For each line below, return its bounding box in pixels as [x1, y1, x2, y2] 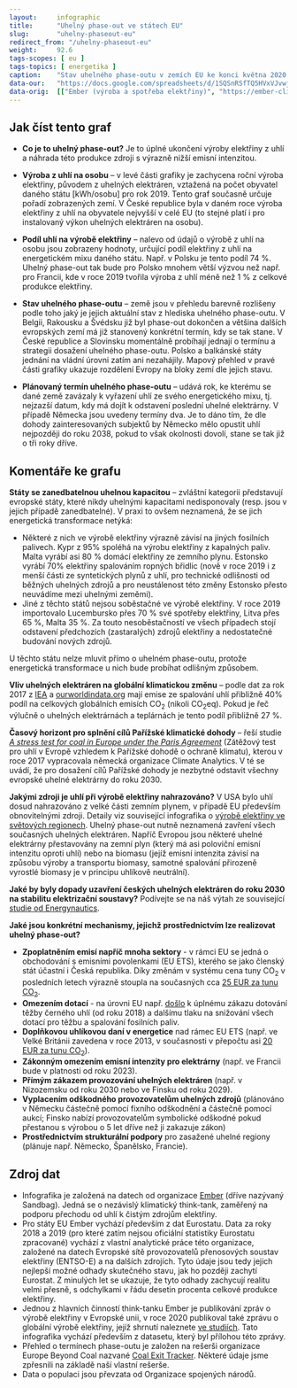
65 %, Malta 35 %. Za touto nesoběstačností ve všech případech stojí [21, 617, 277, 628]
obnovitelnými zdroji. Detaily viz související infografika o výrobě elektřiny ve [9, 810, 286, 820]
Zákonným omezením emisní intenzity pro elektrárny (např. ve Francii [21, 1056, 281, 1067]
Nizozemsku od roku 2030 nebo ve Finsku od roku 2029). [21, 1084, 232, 1095]
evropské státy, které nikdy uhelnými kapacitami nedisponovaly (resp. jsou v [9, 497, 287, 508]
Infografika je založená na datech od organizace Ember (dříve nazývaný [21, 1190, 285, 1201]
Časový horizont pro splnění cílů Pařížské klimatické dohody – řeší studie [9, 727, 282, 738]
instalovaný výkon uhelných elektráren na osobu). [21, 217, 203, 228]
